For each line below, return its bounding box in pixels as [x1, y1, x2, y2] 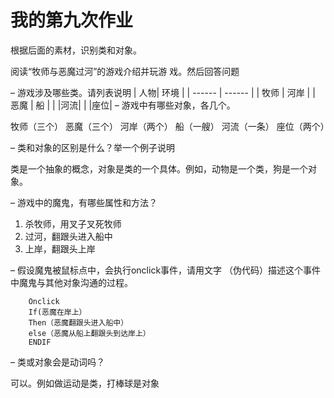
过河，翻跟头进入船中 [24, 230, 113, 242]
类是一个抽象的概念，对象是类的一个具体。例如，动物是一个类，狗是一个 [10, 162, 308, 175]
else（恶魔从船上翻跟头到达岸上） [28, 328, 151, 338]
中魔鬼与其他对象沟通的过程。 [10, 276, 133, 288]
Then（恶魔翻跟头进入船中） [28, 317, 129, 328]
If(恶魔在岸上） [28, 307, 87, 317]
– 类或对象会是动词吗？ [10, 356, 105, 368]
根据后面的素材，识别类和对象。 [10, 44, 142, 56]
